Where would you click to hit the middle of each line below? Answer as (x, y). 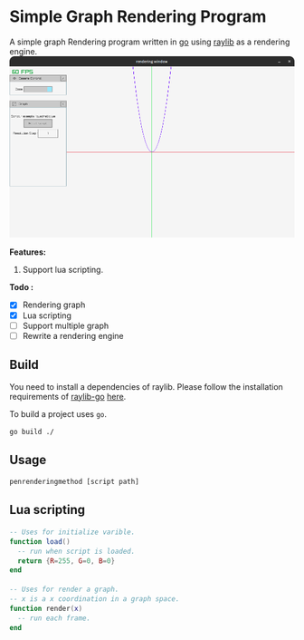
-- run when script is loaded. (76, 551)
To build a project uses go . (58, 413)
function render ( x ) (46, 608)
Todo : (22, 287)
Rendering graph (54, 305)
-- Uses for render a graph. (64, 590)
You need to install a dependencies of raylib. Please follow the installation (146, 386)
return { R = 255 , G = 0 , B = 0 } (66, 561)
